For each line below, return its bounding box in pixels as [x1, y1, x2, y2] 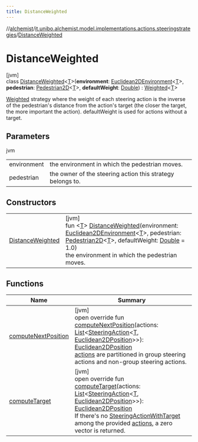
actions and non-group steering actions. [74, 358, 187, 366]
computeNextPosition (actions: [74, 321, 159, 329]
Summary [117, 296, 146, 304]
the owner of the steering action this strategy [49, 170, 174, 178]
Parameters [6, 131, 50, 141]
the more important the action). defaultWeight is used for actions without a [6, 108, 187, 115]
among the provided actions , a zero [74, 419, 173, 427]
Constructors [6, 197, 57, 207]
